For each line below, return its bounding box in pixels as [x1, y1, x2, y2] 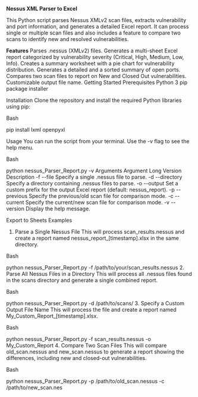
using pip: [6, 103, 31, 110]
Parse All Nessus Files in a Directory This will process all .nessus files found [6, 271, 192, 277]
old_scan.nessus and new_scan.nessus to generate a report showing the [6, 348, 184, 355]
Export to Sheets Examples [6, 217, 73, 224]
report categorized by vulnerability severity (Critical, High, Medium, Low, [6, 54, 184, 60]
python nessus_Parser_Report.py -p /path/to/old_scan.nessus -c [6, 378, 165, 384]
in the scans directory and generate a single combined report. [6, 277, 158, 284]
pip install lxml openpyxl [6, 126, 65, 133]
